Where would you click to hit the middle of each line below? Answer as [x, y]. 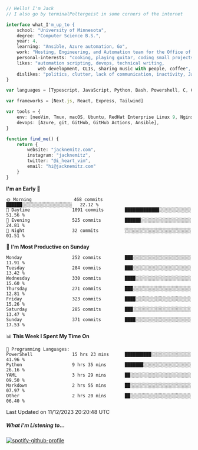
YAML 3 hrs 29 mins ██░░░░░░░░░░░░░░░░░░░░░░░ [99, 375]
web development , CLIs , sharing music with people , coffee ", [114, 69]
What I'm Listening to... [36, 425]
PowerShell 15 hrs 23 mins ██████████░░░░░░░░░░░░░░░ [99, 354]
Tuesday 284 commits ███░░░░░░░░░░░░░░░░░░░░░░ [99, 268]
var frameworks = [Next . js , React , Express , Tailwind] [75, 101]
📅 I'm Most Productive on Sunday [48, 247]
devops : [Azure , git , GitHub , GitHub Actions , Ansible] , [88, 122]
